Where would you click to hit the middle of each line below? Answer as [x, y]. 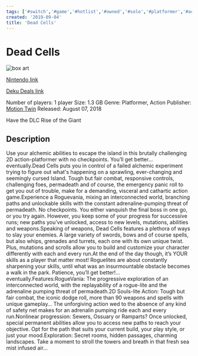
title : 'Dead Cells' [32, 22]
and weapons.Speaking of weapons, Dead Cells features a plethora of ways [98, 229]
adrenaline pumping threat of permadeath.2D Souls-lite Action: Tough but [95, 292]
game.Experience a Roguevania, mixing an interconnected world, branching [98, 197]
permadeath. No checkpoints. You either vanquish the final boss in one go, [97, 210]
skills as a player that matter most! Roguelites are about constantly [87, 260]
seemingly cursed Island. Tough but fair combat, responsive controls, [90, 179]
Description [28, 139]
